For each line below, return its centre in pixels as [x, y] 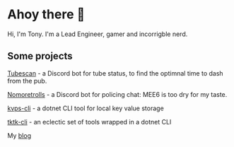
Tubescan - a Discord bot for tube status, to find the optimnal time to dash [116, 73]
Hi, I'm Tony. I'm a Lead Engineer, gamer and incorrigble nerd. [98, 34]
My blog [19, 135]
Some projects [40, 56]
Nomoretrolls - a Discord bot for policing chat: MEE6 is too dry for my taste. [117, 94]
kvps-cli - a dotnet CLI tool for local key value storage [86, 108]
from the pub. [27, 81]
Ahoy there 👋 [46, 14]
